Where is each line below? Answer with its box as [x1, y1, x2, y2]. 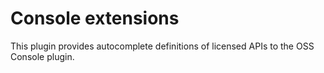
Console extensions [10, 7, 180, 30]
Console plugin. [10, 50, 75, 62]
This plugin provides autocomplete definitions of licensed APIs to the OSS [10, 40, 315, 52]
